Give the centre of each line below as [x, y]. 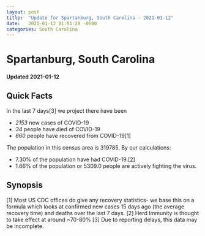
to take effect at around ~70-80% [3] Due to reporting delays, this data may [102, 219]
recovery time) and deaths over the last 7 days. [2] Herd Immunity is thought [103, 213]
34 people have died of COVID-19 [58, 129]
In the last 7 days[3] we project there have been [67, 110]
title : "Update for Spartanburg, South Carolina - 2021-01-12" [90, 18]
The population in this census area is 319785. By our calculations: [89, 147]
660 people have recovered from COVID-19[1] [73, 135]
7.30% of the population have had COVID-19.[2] [75, 159]
